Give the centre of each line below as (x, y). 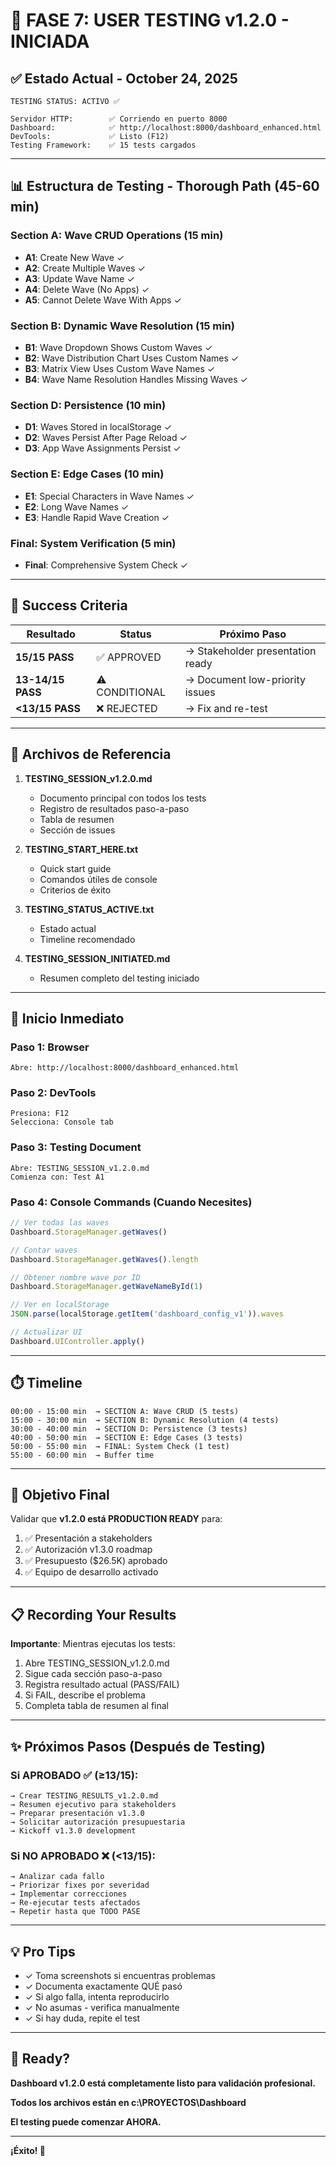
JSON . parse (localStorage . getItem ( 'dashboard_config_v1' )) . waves (147, 1314)
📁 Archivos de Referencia (91, 754)
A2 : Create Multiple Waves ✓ (85, 268)
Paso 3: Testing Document (76, 1147)
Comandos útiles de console (98, 879)
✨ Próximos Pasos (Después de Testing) (138, 1746)
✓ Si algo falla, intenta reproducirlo (97, 1997)
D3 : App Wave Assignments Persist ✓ (103, 448)
